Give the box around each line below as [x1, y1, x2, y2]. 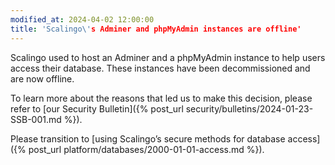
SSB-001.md [10, 113, 62, 125]
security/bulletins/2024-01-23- [185, 102, 314, 115]
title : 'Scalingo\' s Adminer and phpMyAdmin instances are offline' [10, 24, 302, 34]
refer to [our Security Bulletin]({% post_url [10, 102, 184, 115]
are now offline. [10, 72, 75, 85]
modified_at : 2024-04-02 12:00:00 [10, 14, 155, 25]
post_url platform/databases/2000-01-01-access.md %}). [28, 143, 265, 155]
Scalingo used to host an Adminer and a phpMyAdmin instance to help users [10, 51, 326, 63]
